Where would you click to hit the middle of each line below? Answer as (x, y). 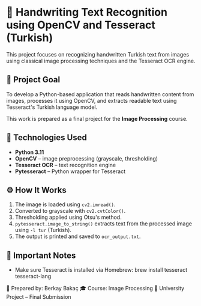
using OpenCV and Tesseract (81, 25)
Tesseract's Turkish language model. (52, 107)
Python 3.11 (29, 152)
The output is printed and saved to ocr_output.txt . (78, 236)
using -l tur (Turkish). (43, 230)
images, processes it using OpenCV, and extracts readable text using (91, 100)
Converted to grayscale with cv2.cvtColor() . (70, 211)
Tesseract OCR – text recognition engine (65, 165)
